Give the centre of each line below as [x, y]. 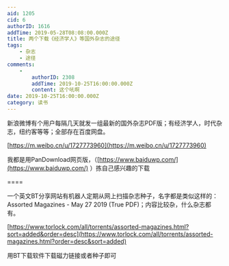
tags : [15, 45]
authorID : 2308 [53, 77]
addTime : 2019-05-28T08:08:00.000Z [58, 33]
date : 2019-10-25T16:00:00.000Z [53, 97]
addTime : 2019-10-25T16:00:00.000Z [82, 84]
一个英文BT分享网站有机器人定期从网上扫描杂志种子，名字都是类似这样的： [113, 195]
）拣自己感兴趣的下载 [120, 168]
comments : [21, 64]
